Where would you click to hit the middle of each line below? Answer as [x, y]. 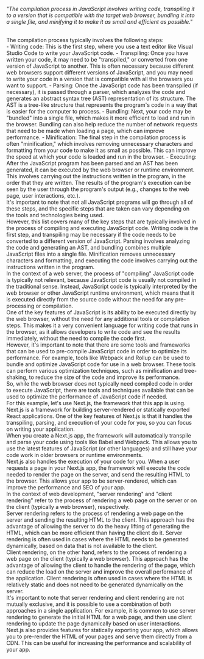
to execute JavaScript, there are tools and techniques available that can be [100, 390]
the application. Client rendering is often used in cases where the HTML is [99, 578]
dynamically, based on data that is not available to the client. [82, 546]
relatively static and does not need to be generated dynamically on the [95, 585]
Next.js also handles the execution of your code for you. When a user [93, 461]
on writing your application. [40, 429]
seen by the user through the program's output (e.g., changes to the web [98, 189]
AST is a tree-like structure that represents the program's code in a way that [102, 105]
